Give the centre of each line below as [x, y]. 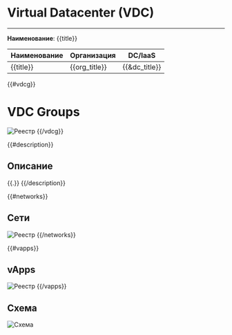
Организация [93, 55]
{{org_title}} [88, 67]
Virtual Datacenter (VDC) [80, 13]
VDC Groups [44, 112]
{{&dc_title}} [142, 67]
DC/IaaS [142, 55]
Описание [30, 166]
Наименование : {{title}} [42, 38]
